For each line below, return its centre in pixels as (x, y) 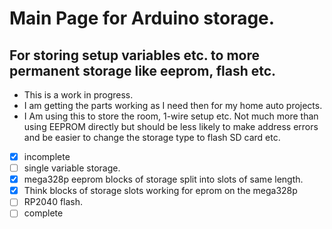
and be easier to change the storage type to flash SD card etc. (152, 137)
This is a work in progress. (78, 95)
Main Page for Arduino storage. (142, 18)
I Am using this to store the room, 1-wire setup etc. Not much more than (171, 116)
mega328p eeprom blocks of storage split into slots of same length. (163, 179)
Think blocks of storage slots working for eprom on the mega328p (160, 191)
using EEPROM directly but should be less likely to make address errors (171, 126)
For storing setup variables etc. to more (135, 55)
